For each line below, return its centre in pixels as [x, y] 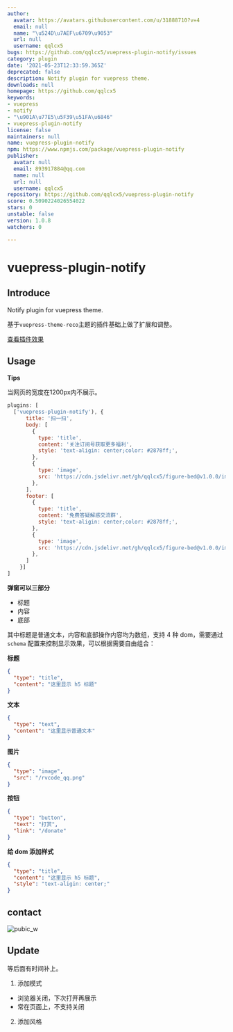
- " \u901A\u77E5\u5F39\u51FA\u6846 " [60, 117]
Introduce [29, 293]
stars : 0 [20, 208]
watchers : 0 [24, 227]
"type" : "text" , [37, 725]
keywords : [21, 98]
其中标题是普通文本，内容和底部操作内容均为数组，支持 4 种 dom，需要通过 [115, 634]
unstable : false [31, 214]
